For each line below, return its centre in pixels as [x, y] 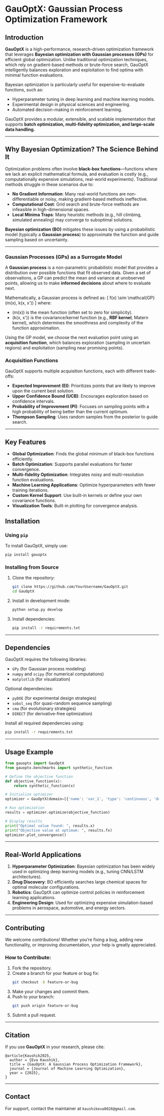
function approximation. [36, 328]
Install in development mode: [41, 601]
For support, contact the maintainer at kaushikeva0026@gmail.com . [71, 1108]
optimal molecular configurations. [46, 887]
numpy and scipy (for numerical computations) [58, 674]
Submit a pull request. [34, 1015]
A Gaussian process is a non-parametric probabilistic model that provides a [82, 268]
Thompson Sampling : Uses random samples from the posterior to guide [85, 417]
